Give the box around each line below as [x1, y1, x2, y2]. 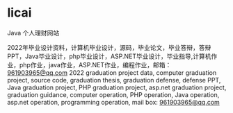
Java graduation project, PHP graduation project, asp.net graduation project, [7, 83, 227, 92]
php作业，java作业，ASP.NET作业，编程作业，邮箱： [19, 60, 172, 69]
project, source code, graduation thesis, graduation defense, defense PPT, [7, 76, 221, 84]
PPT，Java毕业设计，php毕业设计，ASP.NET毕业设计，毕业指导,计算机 [7, 52, 211, 60]
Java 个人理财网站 [7, 28, 60, 37]
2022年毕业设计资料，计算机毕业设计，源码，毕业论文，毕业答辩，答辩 [7, 43, 211, 51]
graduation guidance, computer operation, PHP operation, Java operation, [7, 90, 220, 98]
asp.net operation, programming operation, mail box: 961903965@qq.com [7, 98, 220, 106]
